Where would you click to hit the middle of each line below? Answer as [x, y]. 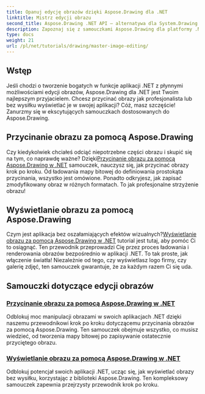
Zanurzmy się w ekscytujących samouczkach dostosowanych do [88, 111]
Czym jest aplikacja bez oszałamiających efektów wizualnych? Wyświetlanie [102, 234]
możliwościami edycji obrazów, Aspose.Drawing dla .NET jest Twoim [92, 92]
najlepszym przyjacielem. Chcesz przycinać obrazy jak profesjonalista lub [99, 98]
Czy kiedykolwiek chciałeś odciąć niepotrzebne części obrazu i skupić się [99, 152]
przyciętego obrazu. [32, 342]
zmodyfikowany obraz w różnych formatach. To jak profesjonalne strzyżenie [103, 184]
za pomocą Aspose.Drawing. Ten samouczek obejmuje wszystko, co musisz [102, 330]
